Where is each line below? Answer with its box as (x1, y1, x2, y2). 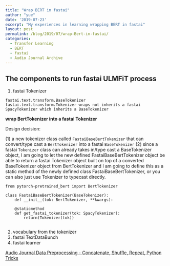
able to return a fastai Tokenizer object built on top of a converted (5, 158, 144, 164)
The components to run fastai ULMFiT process (5, 74, 157, 83)
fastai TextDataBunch (12, 234, 58, 240)
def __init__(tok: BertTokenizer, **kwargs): (14, 197, 114, 203)
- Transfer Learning (10, 41, 54, 46)
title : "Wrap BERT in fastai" (5, 7, 70, 13)
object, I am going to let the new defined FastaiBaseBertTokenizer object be (5, 152, 165, 158)
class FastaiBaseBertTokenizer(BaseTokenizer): (5, 193, 109, 198)
